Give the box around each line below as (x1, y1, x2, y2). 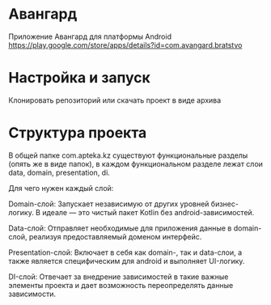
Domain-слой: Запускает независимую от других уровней (8, 199, 210, 209)
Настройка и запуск (8, 69, 151, 87)
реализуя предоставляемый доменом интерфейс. (28, 231, 202, 241)
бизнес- (210, 199, 239, 209)
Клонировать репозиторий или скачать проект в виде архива (8, 95, 222, 105)
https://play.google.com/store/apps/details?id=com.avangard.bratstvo (8, 40, 243, 49)
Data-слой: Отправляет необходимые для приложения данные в (8, 223, 232, 233)
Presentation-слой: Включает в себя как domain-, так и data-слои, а (8, 248, 243, 257)
